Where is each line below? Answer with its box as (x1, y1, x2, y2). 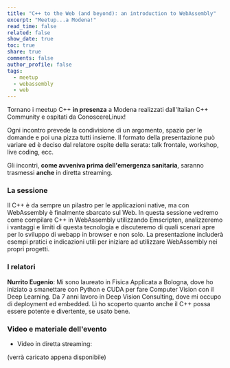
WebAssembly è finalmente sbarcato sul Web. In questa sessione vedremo (7, 209, 218, 217)
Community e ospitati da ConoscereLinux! (7, 113, 126, 121)
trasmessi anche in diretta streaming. (7, 169, 113, 177)
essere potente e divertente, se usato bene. (7, 307, 130, 315)
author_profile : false (7, 61, 72, 68)
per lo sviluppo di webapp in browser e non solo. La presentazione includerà (7, 231, 224, 239)
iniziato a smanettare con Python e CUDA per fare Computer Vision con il (7, 285, 214, 293)
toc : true (7, 42, 36, 49)
